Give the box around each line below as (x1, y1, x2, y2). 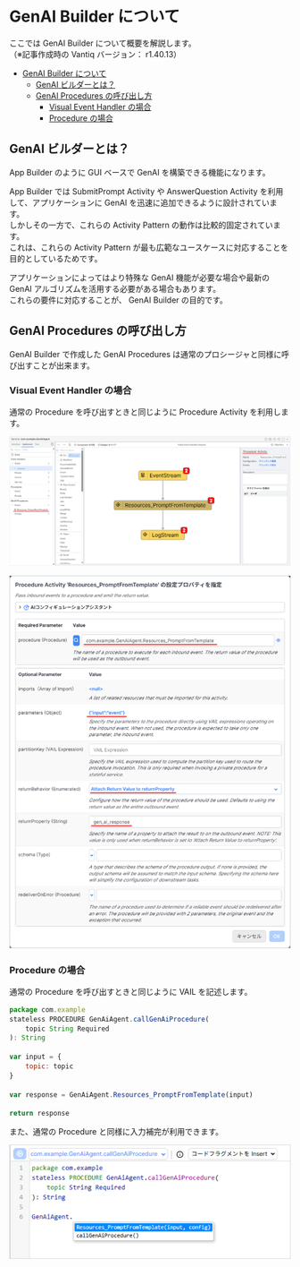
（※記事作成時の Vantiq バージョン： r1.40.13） (9, 48, 181, 59)
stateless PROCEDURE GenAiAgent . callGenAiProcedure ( (9, 1014, 210, 1023)
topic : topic (25, 1062, 74, 1071)
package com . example (9, 1005, 87, 1014)
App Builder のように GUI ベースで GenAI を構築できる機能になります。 (9, 167, 271, 177)
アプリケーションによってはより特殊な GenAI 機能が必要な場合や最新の (9, 272, 271, 283)
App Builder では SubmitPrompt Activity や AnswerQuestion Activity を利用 (9, 185, 284, 196)
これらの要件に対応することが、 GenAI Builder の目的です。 (9, 295, 228, 305)
